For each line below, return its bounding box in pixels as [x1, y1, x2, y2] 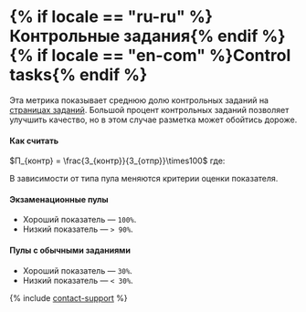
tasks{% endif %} [9, 65, 148, 86]
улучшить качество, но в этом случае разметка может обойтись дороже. [9, 114, 298, 125]
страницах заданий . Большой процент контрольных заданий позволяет [9, 104, 290, 115]
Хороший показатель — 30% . [22, 265, 132, 276]
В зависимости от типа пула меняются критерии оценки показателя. [9, 173, 279, 184]
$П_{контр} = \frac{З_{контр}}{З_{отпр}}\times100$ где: [9, 155, 226, 166]
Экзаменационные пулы [9, 193, 109, 204]
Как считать [9, 135, 59, 146]
